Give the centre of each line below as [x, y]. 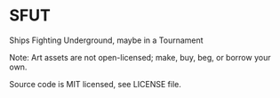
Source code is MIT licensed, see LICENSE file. [96, 84]
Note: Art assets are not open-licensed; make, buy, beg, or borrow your [140, 57]
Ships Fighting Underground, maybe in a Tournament [106, 40]
